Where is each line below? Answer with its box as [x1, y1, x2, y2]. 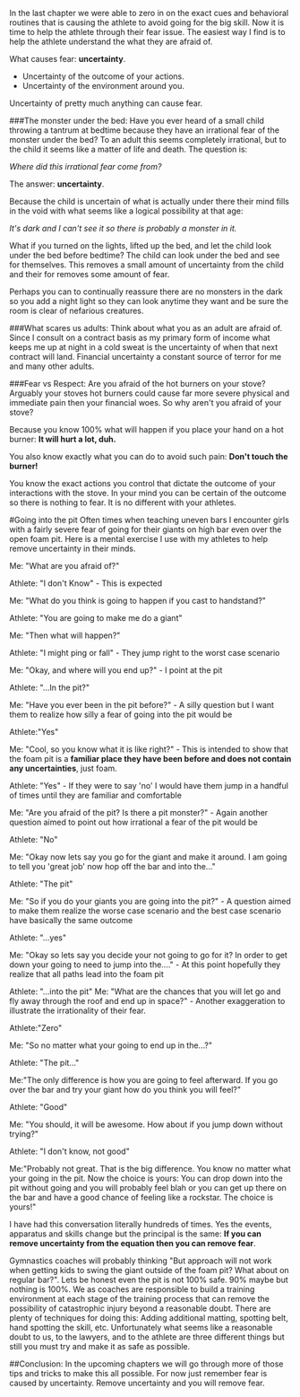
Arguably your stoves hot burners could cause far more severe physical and [9, 388, 289, 398]
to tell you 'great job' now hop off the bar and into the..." [9, 861, 217, 871]
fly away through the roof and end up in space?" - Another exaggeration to [9, 996, 286, 1006]
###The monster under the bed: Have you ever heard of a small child [9, 116, 264, 126]
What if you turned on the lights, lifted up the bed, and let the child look [9, 240, 272, 250]
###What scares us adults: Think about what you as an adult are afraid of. [9, 323, 283, 333]
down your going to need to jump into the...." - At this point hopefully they [9, 959, 281, 970]
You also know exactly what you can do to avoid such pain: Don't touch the [9, 451, 288, 461]
